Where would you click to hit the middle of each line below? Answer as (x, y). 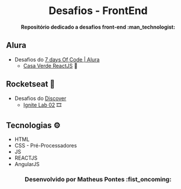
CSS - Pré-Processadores (46, 146)
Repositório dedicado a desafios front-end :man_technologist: (98, 27)
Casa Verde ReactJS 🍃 (50, 66)
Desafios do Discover (40, 98)
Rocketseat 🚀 (31, 84)
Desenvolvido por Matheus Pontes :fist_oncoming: (98, 180)
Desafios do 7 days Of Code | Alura (57, 59)
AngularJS (27, 164)
